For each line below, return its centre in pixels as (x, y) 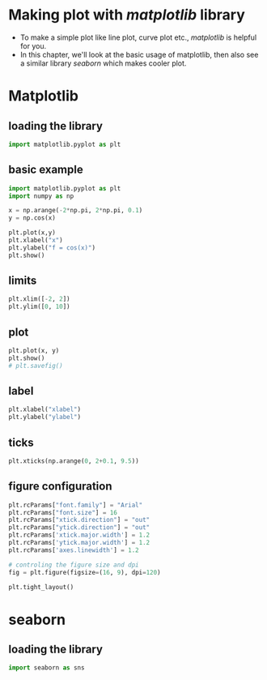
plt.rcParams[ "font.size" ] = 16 (63, 512)
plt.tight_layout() (41, 587)
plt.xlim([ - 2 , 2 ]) (39, 299)
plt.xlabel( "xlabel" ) (45, 410)
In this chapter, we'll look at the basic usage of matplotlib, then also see (139, 54)
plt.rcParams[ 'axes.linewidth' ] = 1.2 (74, 550)
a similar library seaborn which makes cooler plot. (103, 63)
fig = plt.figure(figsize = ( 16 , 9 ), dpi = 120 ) (85, 572)
